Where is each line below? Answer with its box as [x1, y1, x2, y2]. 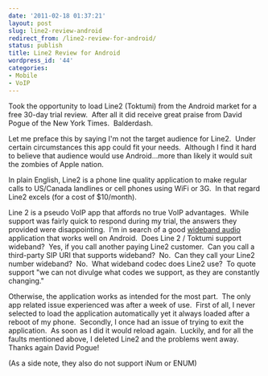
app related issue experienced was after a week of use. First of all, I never [8, 300, 256, 309]
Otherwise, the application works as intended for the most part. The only [8, 291, 251, 301]
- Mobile [8, 72, 38, 80]
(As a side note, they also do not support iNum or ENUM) [8, 358, 197, 368]
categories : [8, 64, 48, 72]
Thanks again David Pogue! [8, 342, 100, 352]
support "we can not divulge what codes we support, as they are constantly [8, 267, 260, 277]
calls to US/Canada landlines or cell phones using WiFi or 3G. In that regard [8, 183, 260, 193]
